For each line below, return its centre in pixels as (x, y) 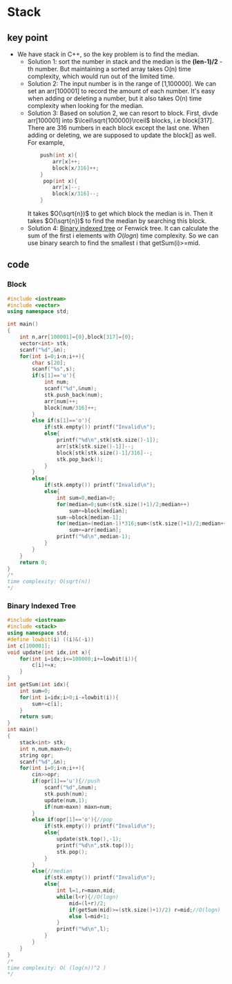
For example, (46, 142)
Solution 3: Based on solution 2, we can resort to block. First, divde (123, 113)
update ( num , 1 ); (66, 800)
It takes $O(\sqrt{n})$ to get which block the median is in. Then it (120, 213)
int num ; (57, 382)
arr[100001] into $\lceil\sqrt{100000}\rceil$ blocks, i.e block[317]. (120, 120)
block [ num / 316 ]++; (70, 408)
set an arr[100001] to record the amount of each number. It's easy (121, 91)
